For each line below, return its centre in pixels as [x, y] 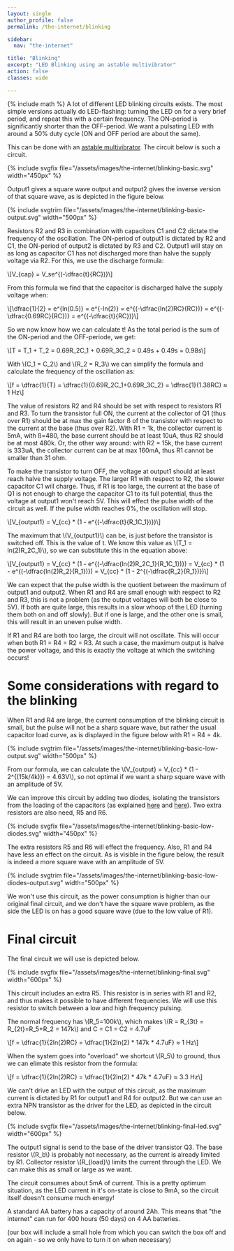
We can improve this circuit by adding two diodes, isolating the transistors [114, 797]
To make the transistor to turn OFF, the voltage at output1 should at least [111, 471]
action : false [28, 71]
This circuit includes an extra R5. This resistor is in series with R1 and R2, [112, 993]
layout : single [29, 14]
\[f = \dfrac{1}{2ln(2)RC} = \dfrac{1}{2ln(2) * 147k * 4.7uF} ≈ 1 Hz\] [103, 1042]
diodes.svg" [24, 833]
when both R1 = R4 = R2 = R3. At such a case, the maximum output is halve [116, 642]
